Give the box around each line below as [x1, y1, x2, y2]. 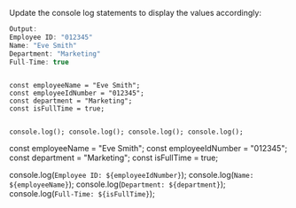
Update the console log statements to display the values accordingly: [9, 8, 261, 18]
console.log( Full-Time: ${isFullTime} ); [9, 189, 155, 199]
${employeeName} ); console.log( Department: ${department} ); [9, 179, 226, 189]
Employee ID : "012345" [9, 33, 93, 42]
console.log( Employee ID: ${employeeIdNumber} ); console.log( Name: [9, 170, 254, 181]
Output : [9, 25, 38, 34]
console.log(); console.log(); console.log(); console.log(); [9, 127, 244, 136]
